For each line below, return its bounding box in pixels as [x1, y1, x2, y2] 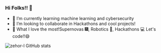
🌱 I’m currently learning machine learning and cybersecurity [12, 16, 134, 22]
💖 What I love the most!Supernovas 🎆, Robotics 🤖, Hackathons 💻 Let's [12, 26, 156, 32]
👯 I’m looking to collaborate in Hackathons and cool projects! [12, 21, 136, 26]
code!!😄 [12, 33, 30, 39]
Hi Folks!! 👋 [5, 4, 33, 11]
